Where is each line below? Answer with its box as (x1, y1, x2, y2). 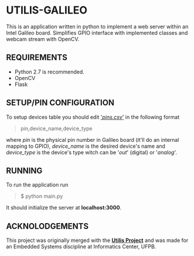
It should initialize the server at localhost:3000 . (6, 204, 122, 211)
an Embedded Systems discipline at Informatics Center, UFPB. (6, 243, 156, 250)
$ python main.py (20, 192, 63, 200)
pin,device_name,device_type (20, 125, 93, 132)
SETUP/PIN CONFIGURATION (6, 98, 114, 108)
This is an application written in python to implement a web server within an (6, 23, 189, 30)
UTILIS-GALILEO (6, 4, 88, 17)
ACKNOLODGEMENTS (6, 221, 89, 231)
